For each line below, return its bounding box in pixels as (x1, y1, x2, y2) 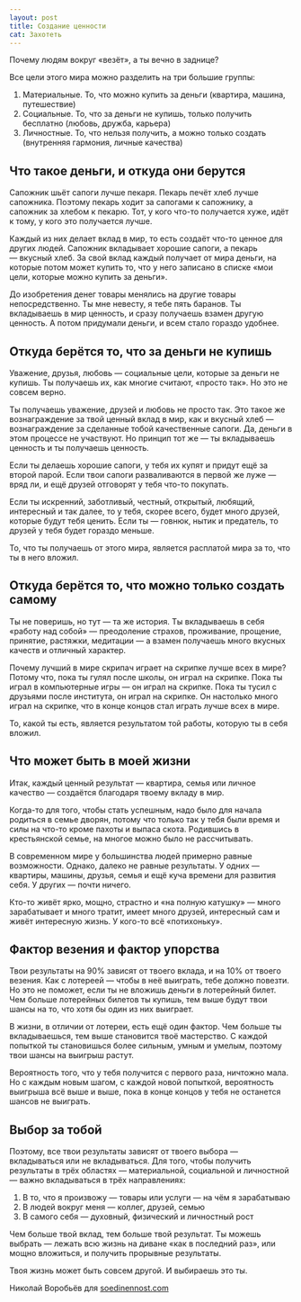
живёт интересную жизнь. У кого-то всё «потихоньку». (9, 915, 223, 927)
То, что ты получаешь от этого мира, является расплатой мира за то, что (9, 543, 290, 553)
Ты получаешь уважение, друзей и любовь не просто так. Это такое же (9, 404, 286, 415)
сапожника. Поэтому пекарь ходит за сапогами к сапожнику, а (9, 197, 253, 208)
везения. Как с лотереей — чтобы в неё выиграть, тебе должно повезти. (9, 975, 289, 986)
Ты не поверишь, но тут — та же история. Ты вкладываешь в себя (9, 615, 265, 626)
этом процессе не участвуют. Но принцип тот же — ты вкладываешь (9, 433, 276, 444)
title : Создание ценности (9, 22, 106, 31)
